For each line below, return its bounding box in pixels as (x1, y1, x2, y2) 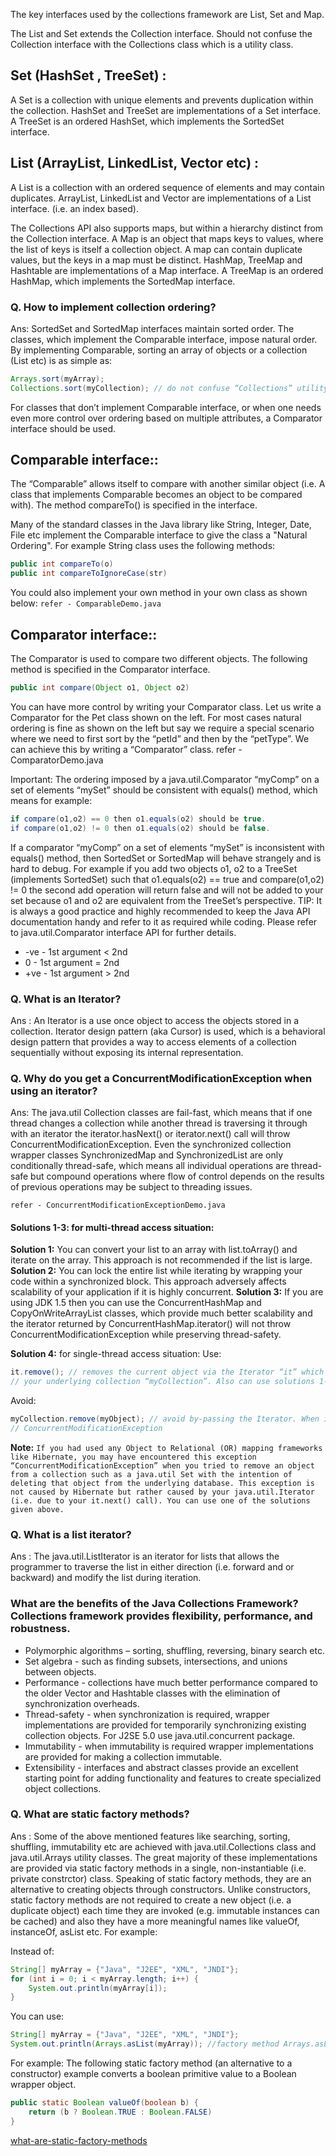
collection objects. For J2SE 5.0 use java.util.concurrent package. (24, 1729, 296, 1741)
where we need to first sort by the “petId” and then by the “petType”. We (10, 732, 310, 744)
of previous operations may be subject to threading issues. (10, 1181, 253, 1193)
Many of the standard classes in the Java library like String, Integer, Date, (10, 519, 312, 531)
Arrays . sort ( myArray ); (10, 374, 105, 384)
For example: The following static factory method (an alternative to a (10, 2057, 293, 2069)
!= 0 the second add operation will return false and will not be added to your (10, 884, 324, 896)
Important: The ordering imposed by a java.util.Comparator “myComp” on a (10, 773, 320, 785)
